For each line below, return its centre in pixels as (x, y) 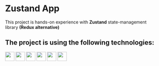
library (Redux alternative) (32, 27)
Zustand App (32, 9)
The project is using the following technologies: (80, 43)
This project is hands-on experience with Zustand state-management (76, 22)
